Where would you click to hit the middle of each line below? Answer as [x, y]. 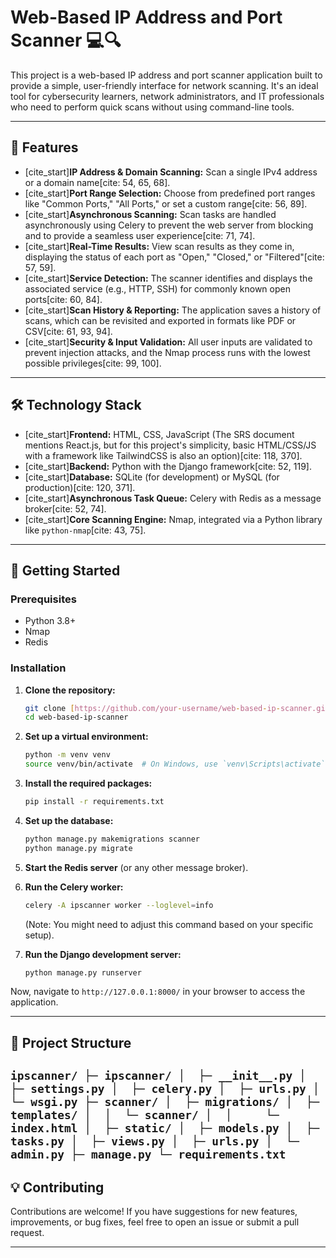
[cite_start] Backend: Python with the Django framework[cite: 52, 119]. [168, 466]
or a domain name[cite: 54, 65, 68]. [97, 182]
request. [27, 1233]
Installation [38, 668]
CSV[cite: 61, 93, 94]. [68, 331]
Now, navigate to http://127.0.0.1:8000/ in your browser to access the [158, 992]
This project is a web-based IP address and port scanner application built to [166, 75]
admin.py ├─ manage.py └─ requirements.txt [148, 1154]
